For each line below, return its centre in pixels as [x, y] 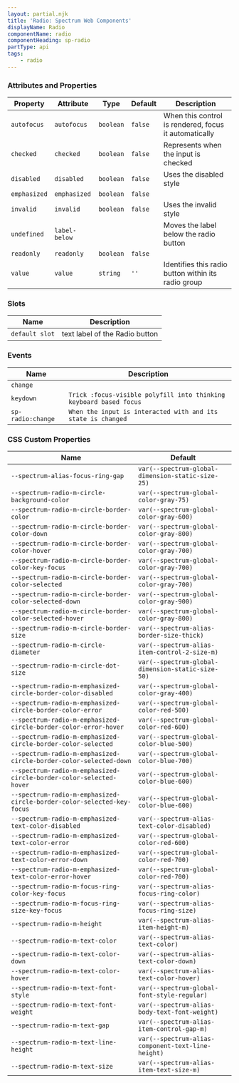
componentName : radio [39, 34]
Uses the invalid [190, 205]
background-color [40, 500]
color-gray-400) [166, 693]
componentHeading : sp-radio [49, 41]
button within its [190, 274]
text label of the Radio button [110, 334]
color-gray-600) [166, 517]
